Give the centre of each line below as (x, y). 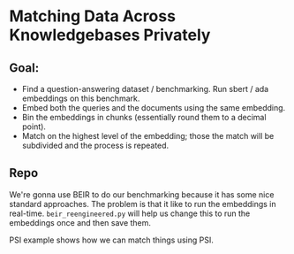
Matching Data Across (93, 16)
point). (34, 127)
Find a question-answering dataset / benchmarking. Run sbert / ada (145, 89)
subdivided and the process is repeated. (95, 145)
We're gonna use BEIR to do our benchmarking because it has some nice (142, 194)
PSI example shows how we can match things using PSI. (112, 240)
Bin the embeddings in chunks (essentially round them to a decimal (144, 117)
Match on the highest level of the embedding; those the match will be (148, 136)
